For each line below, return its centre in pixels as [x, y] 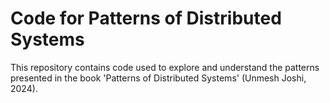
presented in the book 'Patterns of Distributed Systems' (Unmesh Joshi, [158, 78]
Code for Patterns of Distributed [146, 18]
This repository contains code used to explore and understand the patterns [165, 67]
